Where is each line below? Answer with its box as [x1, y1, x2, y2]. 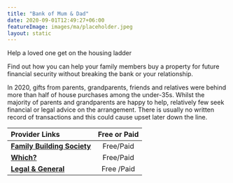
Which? [10, 153, 37, 163]
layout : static [7, 29, 52, 37]
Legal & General [10, 164, 65, 174]
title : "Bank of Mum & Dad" [7, 10, 90, 17]
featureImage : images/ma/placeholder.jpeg [7, 23, 133, 30]
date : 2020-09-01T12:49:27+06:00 [7, 17, 105, 24]
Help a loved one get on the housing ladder [7, 49, 132, 57]
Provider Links [10, 130, 60, 140]
